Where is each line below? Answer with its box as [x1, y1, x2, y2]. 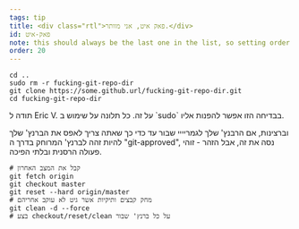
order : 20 [9, 47, 47, 55]
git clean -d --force [9, 204, 90, 213]
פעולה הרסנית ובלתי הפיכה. [9, 147, 102, 157]
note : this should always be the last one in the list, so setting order [9, 38, 291, 47]
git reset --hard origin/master [9, 188, 130, 197]
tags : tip [9, 13, 47, 22]
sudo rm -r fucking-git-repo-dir [9, 79, 134, 88]
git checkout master [9, 180, 87, 189]
